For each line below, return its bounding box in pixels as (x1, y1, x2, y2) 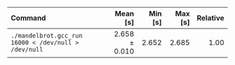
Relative (197, 13, 225, 23)
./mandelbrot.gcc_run (10, 32, 83, 39)
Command (10, 13, 47, 23)
